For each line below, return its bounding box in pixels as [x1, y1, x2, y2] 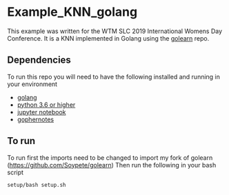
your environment [7, 80, 57, 88]
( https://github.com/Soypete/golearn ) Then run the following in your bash [7, 161, 217, 169]
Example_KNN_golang [7, 4, 138, 20]
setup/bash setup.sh [7, 181, 67, 188]
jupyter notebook [17, 107, 66, 116]
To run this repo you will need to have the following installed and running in [7, 72, 221, 81]
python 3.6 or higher [17, 101, 76, 109]
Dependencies [7, 54, 71, 66]
